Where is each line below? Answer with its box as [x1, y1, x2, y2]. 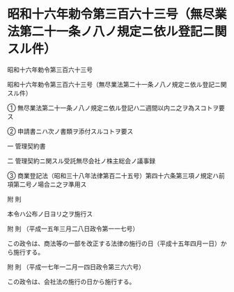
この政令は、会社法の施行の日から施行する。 [7, 277, 136, 286]
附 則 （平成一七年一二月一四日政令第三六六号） [7, 262, 145, 271]
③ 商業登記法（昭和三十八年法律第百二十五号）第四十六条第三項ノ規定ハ [7, 171, 219, 179]
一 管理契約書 [7, 142, 46, 150]
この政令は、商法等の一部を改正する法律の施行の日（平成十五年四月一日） [7, 239, 221, 248]
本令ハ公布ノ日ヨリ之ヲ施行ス [7, 209, 93, 218]
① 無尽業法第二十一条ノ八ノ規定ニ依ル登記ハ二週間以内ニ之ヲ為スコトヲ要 [7, 104, 225, 112]
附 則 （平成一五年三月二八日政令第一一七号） [7, 224, 139, 233]
